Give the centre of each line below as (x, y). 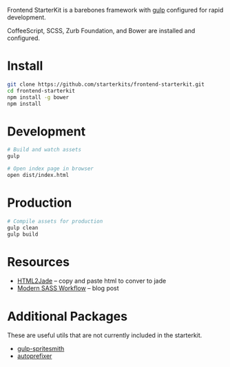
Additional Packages (67, 316)
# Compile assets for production (55, 221)
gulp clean (23, 227)
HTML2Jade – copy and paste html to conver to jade (92, 281)
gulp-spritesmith (41, 349)
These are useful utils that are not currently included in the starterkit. (105, 335)
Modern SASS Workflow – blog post (68, 288)
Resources (39, 262)
